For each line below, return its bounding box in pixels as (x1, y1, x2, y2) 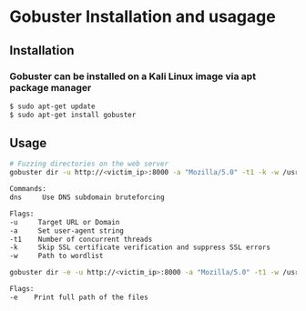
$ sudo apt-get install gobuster (9, 110, 137, 119)
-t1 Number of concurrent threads (9, 235, 153, 244)
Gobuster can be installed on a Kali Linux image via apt (9, 70, 257, 83)
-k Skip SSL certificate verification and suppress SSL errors (9, 243, 271, 252)
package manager (9, 81, 92, 94)
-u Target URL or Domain (9, 217, 120, 226)
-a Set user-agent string (9, 226, 125, 236)
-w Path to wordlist (9, 252, 104, 261)
